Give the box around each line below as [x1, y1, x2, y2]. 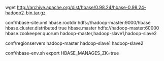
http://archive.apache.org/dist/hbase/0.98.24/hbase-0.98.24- [17, 5, 146, 10]
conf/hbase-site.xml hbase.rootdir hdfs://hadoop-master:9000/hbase [5, 20, 151, 25]
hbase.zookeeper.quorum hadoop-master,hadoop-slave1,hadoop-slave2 [5, 30, 157, 36]
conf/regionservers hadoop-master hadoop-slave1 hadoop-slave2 [5, 40, 144, 46]
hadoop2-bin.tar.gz [5, 10, 46, 16]
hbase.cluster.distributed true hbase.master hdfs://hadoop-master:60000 [5, 25, 159, 31]
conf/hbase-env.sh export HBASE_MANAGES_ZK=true [5, 50, 119, 56]
